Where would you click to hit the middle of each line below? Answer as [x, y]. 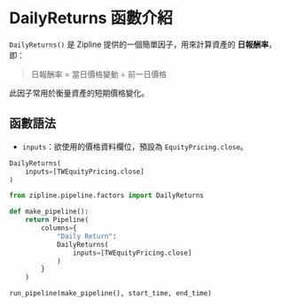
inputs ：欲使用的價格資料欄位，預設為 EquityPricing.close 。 [135, 146]
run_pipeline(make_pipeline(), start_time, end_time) [111, 294]
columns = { [59, 228]
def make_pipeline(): [49, 212]
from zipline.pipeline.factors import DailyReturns [106, 195]
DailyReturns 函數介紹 [91, 18]
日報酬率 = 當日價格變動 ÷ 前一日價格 [99, 74]
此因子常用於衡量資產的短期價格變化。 [79, 93]
